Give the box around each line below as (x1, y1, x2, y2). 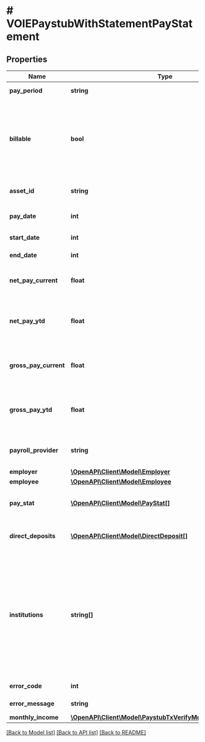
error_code (9, 682, 43, 690)
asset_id (9, 187, 35, 195)
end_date (9, 251, 38, 259)
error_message (9, 699, 55, 708)
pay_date (9, 212, 37, 220)
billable (9, 135, 32, 143)
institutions (9, 610, 44, 619)
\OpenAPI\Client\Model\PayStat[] (70, 499, 170, 507)
